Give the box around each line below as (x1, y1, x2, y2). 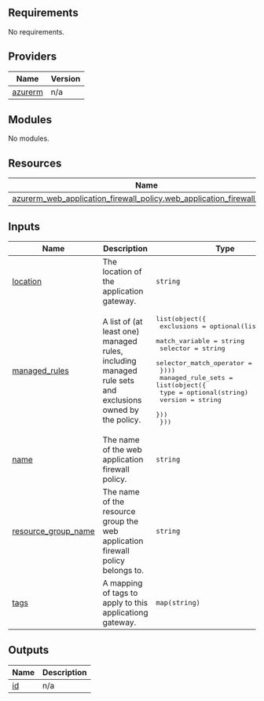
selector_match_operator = (156, 359, 253, 367)
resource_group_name (12, 526, 96, 537)
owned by (102, 404, 139, 415)
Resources (8, 156, 62, 170)
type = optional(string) (159, 389, 249, 397)
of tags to (102, 588, 138, 599)
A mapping (102, 578, 143, 589)
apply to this (102, 597, 148, 608)
